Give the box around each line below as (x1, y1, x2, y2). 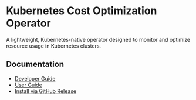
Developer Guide (14, 75, 56, 82)
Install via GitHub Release (14, 87, 77, 95)
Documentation (6, 59, 65, 69)
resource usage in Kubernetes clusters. (6, 42, 102, 49)
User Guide (14, 81, 42, 88)
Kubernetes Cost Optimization (6, 4, 157, 18)
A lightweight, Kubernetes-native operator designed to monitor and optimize (6, 36, 191, 43)
